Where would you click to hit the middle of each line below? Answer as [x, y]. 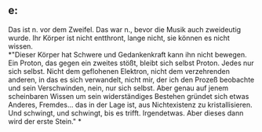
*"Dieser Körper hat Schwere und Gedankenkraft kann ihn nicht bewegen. [127, 54]
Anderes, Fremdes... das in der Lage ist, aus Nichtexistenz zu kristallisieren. [130, 104]
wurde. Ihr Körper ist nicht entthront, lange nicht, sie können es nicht [119, 38]
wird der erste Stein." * [45, 121]
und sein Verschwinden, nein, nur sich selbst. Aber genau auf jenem [118, 88]
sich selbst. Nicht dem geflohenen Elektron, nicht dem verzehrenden [119, 71]
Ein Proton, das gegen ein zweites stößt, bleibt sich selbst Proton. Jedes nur [131, 63]
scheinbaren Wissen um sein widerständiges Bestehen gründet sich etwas [129, 96]
